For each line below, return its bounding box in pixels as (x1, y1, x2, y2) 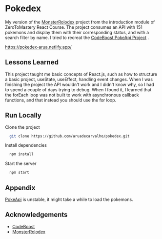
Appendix (5, 183, 36, 192)
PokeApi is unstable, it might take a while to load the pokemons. (5, 197, 133, 202)
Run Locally (5, 111, 41, 119)
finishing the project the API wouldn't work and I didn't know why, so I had (5, 81, 155, 87)
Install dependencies (5, 142, 47, 148)
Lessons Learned (5, 58, 59, 66)
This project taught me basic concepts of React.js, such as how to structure (5, 71, 158, 77)
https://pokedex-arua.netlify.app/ (5, 44, 72, 50)
